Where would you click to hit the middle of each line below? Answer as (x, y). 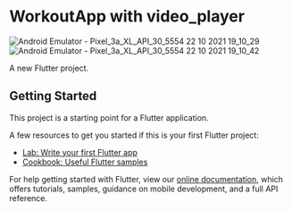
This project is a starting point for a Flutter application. (109, 117)
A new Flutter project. (49, 68)
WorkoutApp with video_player (127, 17)
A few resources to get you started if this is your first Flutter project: (134, 135)
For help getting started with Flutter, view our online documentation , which (146, 179)
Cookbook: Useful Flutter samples (85, 162)
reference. (28, 198)
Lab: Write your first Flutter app (80, 152)
